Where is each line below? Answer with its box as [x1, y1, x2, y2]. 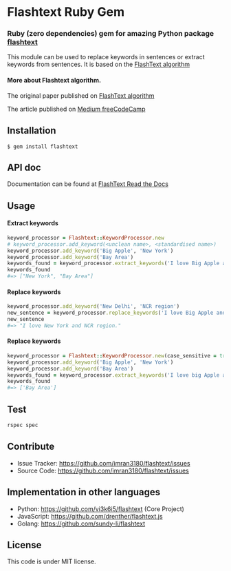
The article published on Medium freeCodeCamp [7, 105, 146, 113]
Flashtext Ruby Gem [7, 4, 125, 20]
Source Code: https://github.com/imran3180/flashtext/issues [16, 466, 189, 475]
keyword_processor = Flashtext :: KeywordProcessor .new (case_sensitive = [7, 352, 217, 359]
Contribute [7, 441, 55, 453]
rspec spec [7, 422, 38, 428]
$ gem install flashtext [7, 143, 78, 150]
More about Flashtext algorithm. [7, 76, 102, 85]
